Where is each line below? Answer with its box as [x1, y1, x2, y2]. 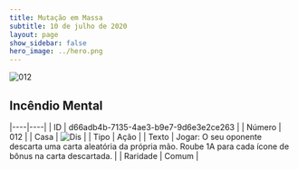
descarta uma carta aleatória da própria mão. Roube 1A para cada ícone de [9, 141, 290, 152]
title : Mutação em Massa [9, 13, 103, 23]
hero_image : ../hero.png [9, 47, 103, 56]
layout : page [9, 30, 59, 39]
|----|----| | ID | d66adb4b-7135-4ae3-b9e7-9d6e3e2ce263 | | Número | [9, 121, 282, 132]
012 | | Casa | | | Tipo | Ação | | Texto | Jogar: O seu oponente [9, 131, 263, 142]
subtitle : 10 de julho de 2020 [9, 22, 128, 31]
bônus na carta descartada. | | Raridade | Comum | [9, 150, 199, 161]
